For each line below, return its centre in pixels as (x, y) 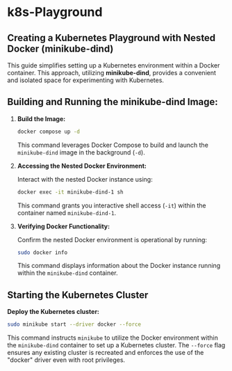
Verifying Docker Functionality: (63, 226)
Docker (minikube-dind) (60, 48)
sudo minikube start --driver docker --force (74, 324)
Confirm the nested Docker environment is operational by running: (112, 239)
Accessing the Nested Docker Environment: (82, 166)
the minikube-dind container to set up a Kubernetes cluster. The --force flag (116, 345)
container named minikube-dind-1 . (67, 212)
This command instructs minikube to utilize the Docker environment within (113, 338)
